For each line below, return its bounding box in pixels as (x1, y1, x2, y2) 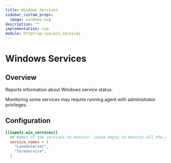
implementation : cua (5, 26, 49, 31)
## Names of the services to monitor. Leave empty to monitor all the (10, 135, 163, 140)
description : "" (5, 21, 40, 27)
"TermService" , (14, 149, 47, 154)
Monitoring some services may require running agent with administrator (5, 96, 156, 102)
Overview (5, 73, 37, 82)
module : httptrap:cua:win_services (5, 31, 81, 36)
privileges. (5, 102, 27, 108)
